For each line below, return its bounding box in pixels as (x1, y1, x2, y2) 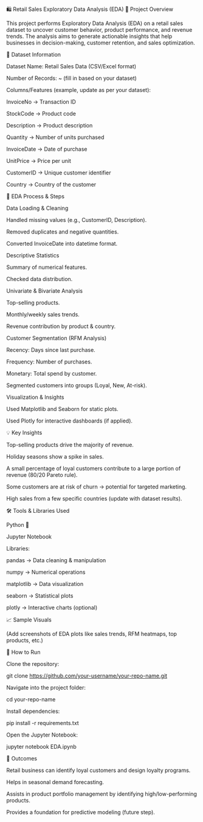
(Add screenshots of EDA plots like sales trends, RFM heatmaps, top (6, 631, 177, 637)
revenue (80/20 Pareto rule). (6, 471, 78, 478)
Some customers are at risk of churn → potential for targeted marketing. (6, 483, 187, 490)
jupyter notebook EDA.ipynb (6, 743, 77, 750)
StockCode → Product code (6, 110, 76, 117)
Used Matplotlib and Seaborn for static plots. (6, 406, 119, 412)
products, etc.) (6, 637, 44, 644)
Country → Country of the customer (6, 181, 97, 188)
